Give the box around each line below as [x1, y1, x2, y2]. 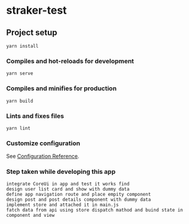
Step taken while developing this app [6, 168, 115, 176]
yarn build [6, 98, 33, 104]
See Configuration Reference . [6, 153, 80, 160]
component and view [6, 213, 55, 219]
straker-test [6, 4, 67, 17]
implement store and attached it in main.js [6, 202, 119, 208]
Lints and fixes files [6, 112, 65, 120]
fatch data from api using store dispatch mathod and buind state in [6, 207, 184, 213]
